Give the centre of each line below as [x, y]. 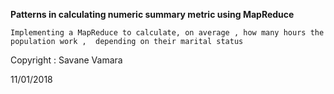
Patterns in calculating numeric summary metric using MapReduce [152, 14]
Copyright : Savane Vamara [66, 60]
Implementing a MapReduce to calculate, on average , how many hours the [167, 33]
